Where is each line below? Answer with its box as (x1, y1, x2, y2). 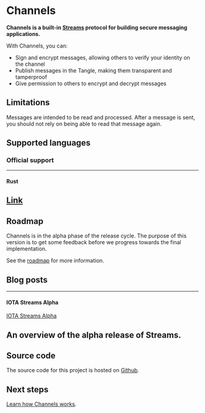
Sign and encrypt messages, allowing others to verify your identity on (15, 54, 190, 61)
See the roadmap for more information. (6, 257, 105, 264)
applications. (6, 30, 41, 37)
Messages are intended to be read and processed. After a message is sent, (6, 113, 195, 121)
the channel (15, 60, 45, 68)
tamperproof (15, 73, 48, 80)
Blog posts (6, 275, 48, 285)
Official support (6, 156, 54, 164)
